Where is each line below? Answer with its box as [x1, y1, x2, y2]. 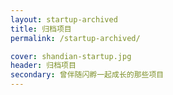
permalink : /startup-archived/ [10, 33, 141, 43]
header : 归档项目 [10, 61, 77, 71]
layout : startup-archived [10, 14, 118, 25]
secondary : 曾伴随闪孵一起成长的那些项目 [10, 70, 165, 80]
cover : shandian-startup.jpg [10, 51, 132, 61]
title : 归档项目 [10, 24, 72, 34]
